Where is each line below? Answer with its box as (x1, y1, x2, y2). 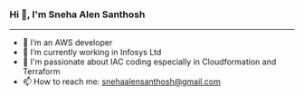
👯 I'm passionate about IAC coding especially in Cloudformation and (22, 56, 277, 67)
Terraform (22, 66, 61, 77)
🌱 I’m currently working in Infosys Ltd (22, 47, 162, 58)
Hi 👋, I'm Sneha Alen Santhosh (9, 8, 146, 21)
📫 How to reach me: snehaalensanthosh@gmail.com (22, 76, 222, 87)
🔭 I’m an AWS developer (22, 37, 113, 48)
